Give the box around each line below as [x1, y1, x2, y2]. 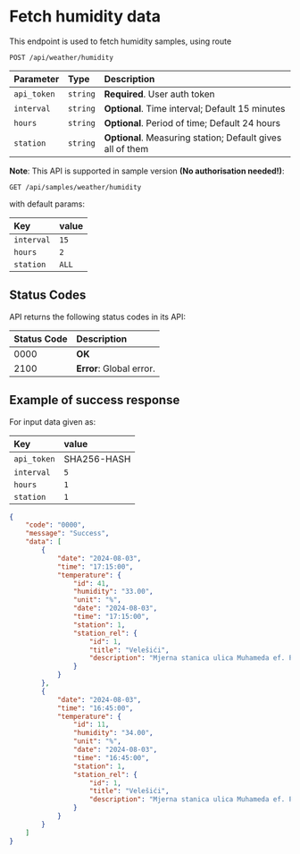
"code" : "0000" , [25, 520, 87, 529]
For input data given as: [9, 416, 96, 427]
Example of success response [9, 393, 180, 408]
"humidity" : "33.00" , [72, 588, 154, 596]
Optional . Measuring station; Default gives [104, 131, 282, 144]
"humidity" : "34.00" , [72, 729, 154, 738]
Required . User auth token [104, 88, 215, 100]
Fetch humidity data [9, 6, 161, 27]
